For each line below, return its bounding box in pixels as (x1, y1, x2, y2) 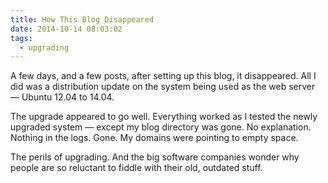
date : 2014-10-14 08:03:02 (10, 24, 123, 34)
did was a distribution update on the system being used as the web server (10, 81, 316, 93)
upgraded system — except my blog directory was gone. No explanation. (10, 121, 312, 133)
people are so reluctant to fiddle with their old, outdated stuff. (10, 162, 263, 174)
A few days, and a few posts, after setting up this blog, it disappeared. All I (10, 70, 317, 82)
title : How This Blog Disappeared (10, 14, 155, 25)
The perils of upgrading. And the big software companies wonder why (10, 151, 300, 163)
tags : (10, 33, 33, 43)
